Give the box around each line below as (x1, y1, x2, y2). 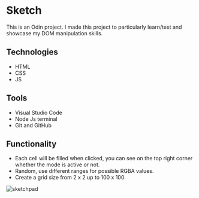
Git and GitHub (14, 121, 52, 129)
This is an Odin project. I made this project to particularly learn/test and (6, 23, 182, 31)
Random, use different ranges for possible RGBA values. (14, 167, 154, 175)
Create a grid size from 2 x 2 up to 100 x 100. (14, 174, 126, 181)
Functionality (6, 139, 57, 149)
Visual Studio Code (14, 109, 63, 116)
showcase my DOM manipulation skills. (6, 29, 103, 36)
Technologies (6, 47, 59, 57)
